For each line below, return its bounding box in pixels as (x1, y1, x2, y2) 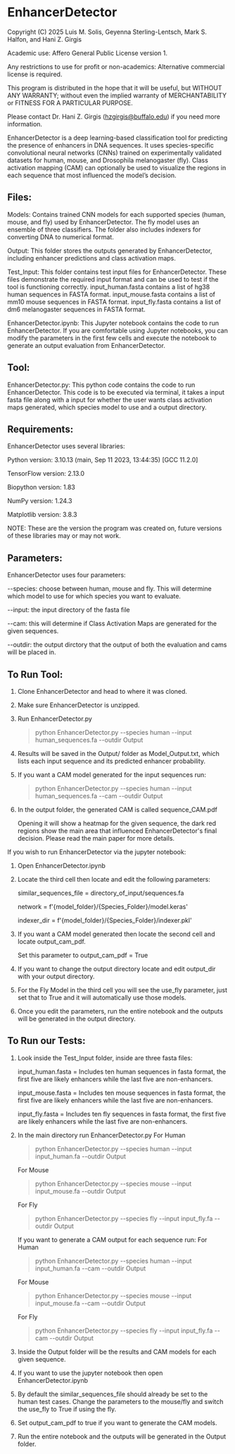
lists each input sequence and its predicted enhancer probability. (17, 757, 206, 765)
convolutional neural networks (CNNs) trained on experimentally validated (7, 148, 222, 157)
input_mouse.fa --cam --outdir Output (34, 1299, 146, 1307)
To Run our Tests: (7, 1035, 86, 1047)
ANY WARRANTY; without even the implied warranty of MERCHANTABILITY (7, 91, 227, 100)
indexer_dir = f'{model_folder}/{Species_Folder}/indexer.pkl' (17, 916, 192, 925)
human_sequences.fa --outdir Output (34, 735, 144, 744)
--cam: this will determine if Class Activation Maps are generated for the (7, 619, 217, 628)
